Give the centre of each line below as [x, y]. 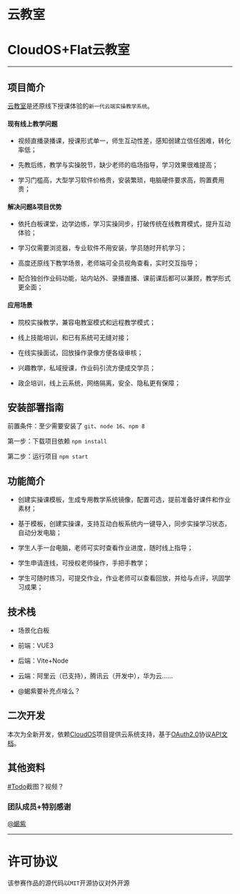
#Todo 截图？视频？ [36, 786]
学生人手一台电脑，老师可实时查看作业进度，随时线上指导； [105, 548]
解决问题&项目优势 [35, 206]
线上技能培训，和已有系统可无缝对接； [74, 337]
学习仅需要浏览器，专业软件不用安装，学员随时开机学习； [102, 248]
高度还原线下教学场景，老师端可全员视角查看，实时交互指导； [109, 263]
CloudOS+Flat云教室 [69, 50]
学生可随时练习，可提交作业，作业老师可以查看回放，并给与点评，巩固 [121, 578]
